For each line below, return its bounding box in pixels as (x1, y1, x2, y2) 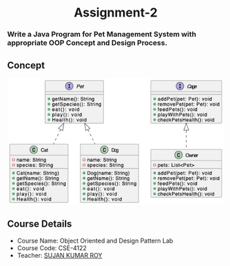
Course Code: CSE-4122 (17, 243, 87, 252)
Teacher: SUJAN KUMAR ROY (17, 251, 103, 259)
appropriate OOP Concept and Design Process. (7, 38, 167, 48)
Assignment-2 (73, 5, 158, 21)
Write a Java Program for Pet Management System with (7, 30, 196, 39)
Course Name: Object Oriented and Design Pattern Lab (17, 236, 174, 245)
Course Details (7, 218, 72, 230)
